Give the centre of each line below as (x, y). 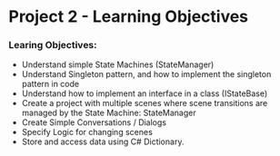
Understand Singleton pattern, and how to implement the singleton (146, 74)
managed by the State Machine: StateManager (109, 113)
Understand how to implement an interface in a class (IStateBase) (145, 93)
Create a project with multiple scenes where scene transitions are (145, 103)
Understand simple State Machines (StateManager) (118, 64)
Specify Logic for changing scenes (87, 132)
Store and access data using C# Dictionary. (103, 141)
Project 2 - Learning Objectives (129, 17)
